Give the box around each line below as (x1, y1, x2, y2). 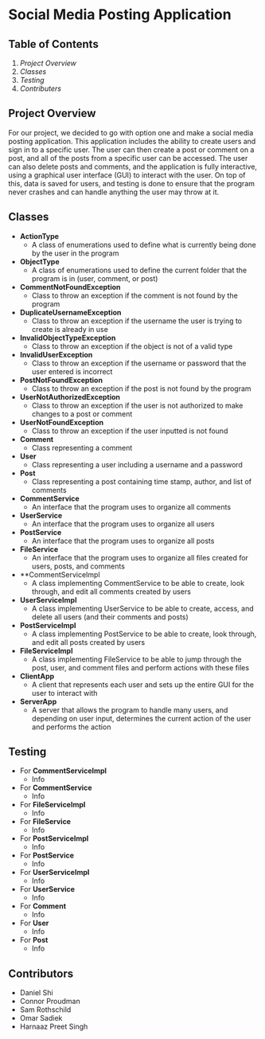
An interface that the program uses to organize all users (31, 519, 215, 529)
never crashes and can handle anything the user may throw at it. (8, 187, 220, 197)
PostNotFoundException (19, 375, 103, 385)
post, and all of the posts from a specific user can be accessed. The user (8, 153, 248, 162)
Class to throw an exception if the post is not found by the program (31, 384, 252, 393)
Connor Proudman (19, 997, 81, 1006)
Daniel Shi (19, 988, 53, 998)
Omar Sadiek (19, 1014, 63, 1023)
